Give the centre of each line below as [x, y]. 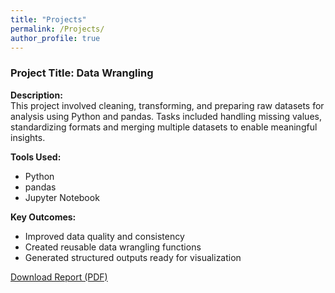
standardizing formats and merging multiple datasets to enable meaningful [164, 127]
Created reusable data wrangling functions [113, 247]
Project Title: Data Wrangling [82, 73]
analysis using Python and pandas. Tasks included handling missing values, [166, 116]
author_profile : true [55, 38]
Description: [36, 95]
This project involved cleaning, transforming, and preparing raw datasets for [167, 105]
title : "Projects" [48, 19]
